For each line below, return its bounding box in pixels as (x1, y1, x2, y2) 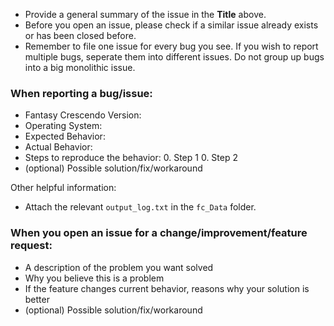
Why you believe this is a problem (24, 272, 165, 284)
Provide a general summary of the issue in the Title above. (24, 9, 267, 20)
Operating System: (24, 120, 103, 132)
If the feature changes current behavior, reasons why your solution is (24, 282, 310, 294)
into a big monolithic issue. (24, 62, 136, 73)
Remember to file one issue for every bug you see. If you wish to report (24, 40, 319, 52)
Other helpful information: (10, 182, 117, 194)
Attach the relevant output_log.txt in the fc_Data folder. (24, 201, 257, 213)
